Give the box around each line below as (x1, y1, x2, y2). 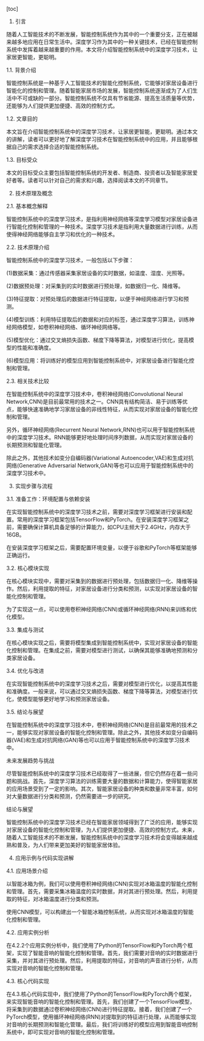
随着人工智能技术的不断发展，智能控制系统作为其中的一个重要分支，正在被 (6, 30, 192, 38)
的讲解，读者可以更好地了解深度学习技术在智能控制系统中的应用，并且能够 (6, 136, 192, 142)
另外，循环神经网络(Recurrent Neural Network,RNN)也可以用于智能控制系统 (6, 426, 195, 433)
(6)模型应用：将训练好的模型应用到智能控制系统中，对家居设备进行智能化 (6, 357, 189, 364)
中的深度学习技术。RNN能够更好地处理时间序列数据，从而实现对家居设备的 (6, 434, 194, 440)
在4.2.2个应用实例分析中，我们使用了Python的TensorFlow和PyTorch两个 (6, 942, 188, 949)
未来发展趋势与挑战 (6, 757, 55, 764)
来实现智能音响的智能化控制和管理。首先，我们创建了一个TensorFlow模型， (6, 998, 195, 1005)
